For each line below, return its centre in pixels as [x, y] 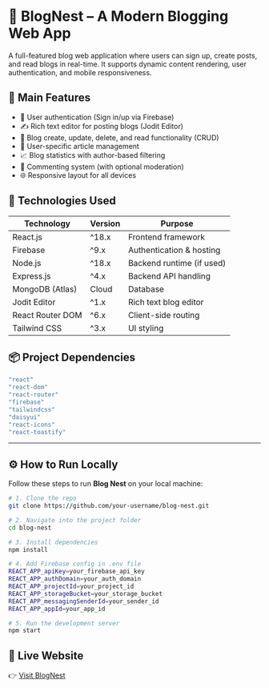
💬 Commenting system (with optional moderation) [102, 167]
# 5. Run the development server [64, 623]
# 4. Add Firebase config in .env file [75, 564]
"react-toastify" [37, 432]
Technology [47, 223]
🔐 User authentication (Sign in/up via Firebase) [97, 117]
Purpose [177, 223]
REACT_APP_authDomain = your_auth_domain [75, 579]
